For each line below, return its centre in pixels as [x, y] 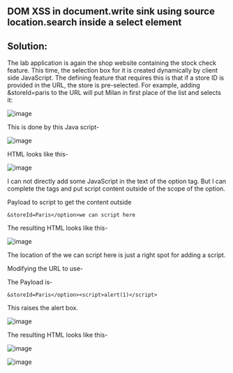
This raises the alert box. [43, 308]
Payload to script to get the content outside [69, 203]
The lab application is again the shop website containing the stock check [112, 63]
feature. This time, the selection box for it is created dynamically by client [113, 71]
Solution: [27, 46]
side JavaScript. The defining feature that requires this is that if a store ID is [116, 78]
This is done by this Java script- [53, 127]
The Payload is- [30, 282]
